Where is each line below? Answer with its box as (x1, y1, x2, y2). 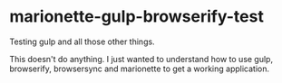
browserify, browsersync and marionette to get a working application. (9, 63, 270, 74)
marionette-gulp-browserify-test (9, 6, 265, 27)
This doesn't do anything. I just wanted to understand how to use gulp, (9, 53, 274, 64)
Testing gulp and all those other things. (9, 36, 156, 47)
